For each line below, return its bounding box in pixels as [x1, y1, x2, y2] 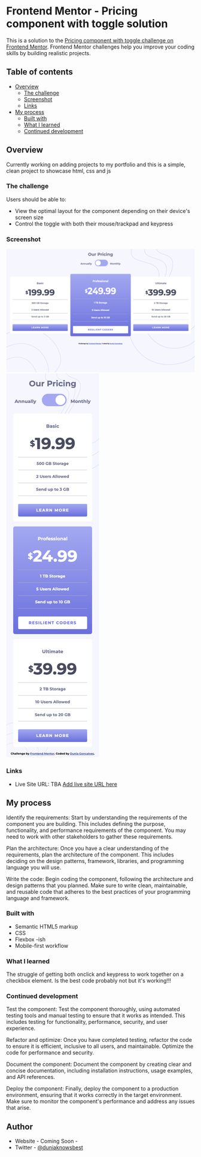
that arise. [6, 1104, 31, 1111]
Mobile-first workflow [14, 942, 69, 949]
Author [6, 1122, 33, 1132]
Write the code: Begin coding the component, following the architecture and [6, 875, 193, 882]
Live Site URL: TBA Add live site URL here [14, 780, 118, 788]
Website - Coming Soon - [14, 1138, 78, 1145]
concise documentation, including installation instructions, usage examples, [6, 1067, 193, 1074]
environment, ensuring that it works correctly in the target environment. [6, 1092, 182, 1099]
